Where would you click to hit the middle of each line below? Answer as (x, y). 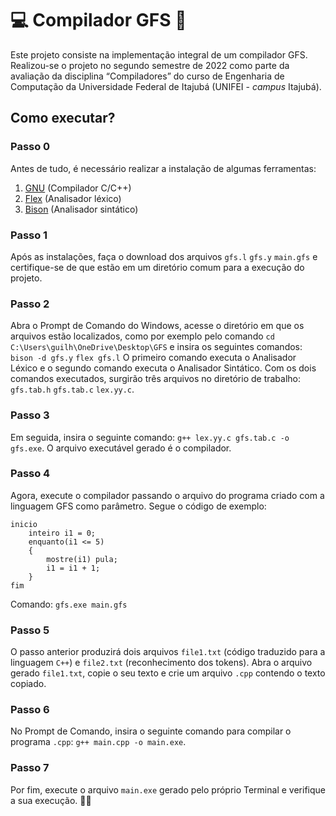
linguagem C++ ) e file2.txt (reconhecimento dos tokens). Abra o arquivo (161, 663)
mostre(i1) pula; (82, 559)
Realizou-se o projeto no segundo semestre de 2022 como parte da (150, 65)
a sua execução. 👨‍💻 (51, 800)
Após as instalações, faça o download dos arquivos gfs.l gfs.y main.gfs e (164, 256)
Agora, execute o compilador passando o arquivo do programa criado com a (167, 495)
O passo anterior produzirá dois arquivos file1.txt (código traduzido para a (168, 652)
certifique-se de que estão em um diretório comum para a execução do (157, 267)
